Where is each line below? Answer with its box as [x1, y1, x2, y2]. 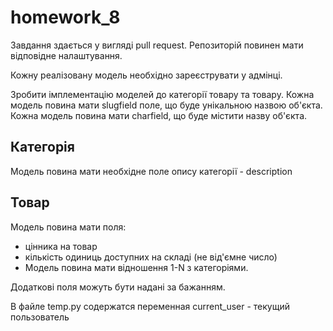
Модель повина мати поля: [10, 221, 127, 233]
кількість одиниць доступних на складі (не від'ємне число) [24, 251, 278, 263]
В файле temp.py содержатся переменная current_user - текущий [10, 300, 291, 312]
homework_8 [10, 6, 121, 29]
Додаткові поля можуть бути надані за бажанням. [10, 281, 226, 293]
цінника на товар [24, 240, 98, 252]
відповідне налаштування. [10, 49, 123, 61]
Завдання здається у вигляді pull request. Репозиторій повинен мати [10, 39, 304, 51]
